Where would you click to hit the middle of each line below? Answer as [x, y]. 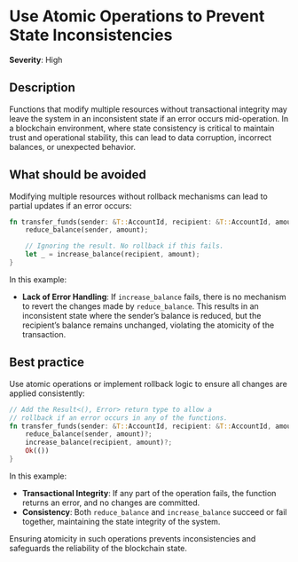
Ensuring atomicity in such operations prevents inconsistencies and [133, 538]
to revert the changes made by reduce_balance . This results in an [140, 306]
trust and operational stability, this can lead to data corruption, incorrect [141, 137]
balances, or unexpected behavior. [72, 146]
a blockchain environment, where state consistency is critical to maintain [142, 128]
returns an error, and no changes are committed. [111, 503]
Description [42, 87]
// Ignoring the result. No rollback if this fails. [125, 246]
